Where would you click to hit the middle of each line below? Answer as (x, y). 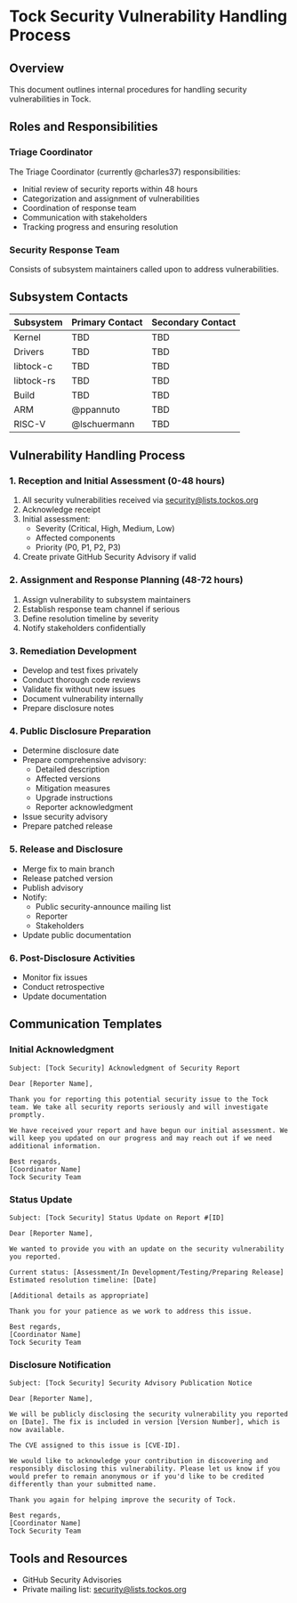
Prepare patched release (67, 826)
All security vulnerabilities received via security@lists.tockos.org (140, 500)
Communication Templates (86, 1024)
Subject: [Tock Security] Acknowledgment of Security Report (125, 1068)
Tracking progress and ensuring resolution (100, 227)
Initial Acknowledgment (61, 1049)
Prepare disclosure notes (68, 708)
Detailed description (72, 769)
